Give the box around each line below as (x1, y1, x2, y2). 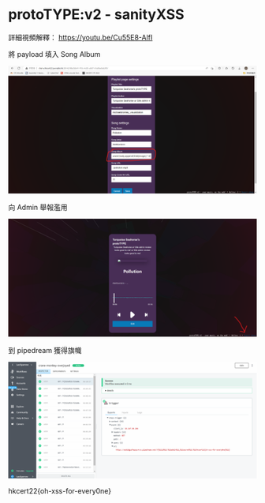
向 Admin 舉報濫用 (8, 203, 69, 212)
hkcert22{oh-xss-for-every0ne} (8, 486, 112, 495)
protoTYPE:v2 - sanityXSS (8, 6, 185, 24)
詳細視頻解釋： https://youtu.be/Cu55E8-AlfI (8, 32, 153, 42)
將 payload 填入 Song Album (8, 49, 101, 58)
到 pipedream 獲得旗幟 (8, 345, 82, 355)
